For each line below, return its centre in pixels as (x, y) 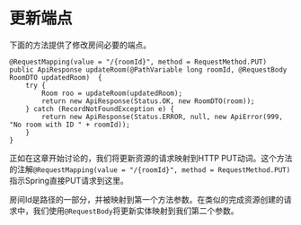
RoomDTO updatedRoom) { (56, 77)
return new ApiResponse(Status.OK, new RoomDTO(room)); (148, 101)
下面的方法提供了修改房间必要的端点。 (80, 45)
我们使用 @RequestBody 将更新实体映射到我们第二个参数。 (136, 211)
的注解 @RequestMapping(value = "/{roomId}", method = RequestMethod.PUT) (150, 169)
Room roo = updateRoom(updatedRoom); (112, 93)
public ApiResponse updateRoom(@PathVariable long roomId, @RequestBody (148, 69)
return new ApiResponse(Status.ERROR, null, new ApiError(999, (162, 117)
